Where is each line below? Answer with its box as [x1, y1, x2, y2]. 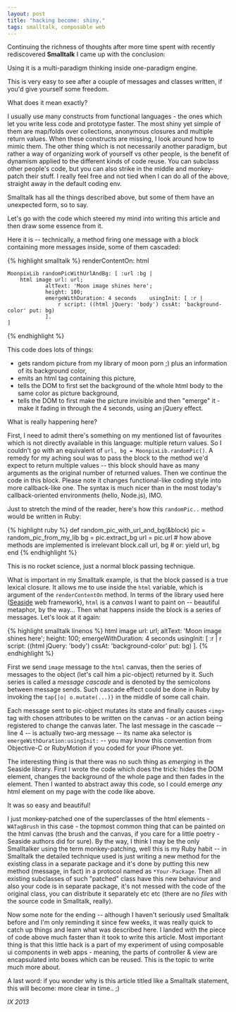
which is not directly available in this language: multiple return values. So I [7, 439, 222, 447]
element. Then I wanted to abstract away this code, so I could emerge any [7, 780, 223, 789]
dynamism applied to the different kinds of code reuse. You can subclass [7, 157, 219, 165]
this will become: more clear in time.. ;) [7, 984, 120, 993]
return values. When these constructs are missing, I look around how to [7, 135, 215, 143]
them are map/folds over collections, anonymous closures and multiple [7, 127, 213, 136]
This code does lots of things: [7, 346, 94, 354]
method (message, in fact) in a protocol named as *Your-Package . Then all [7, 867, 221, 875]
